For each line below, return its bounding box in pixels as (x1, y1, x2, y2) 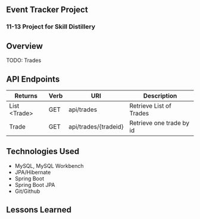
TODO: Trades (6, 57, 42, 64)
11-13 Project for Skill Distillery (6, 23, 96, 31)
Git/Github (14, 187, 40, 195)
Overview (6, 41, 43, 51)
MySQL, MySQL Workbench (14, 162, 85, 169)
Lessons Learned (6, 205, 71, 215)
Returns (14, 92, 37, 100)
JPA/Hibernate (14, 168, 51, 176)
